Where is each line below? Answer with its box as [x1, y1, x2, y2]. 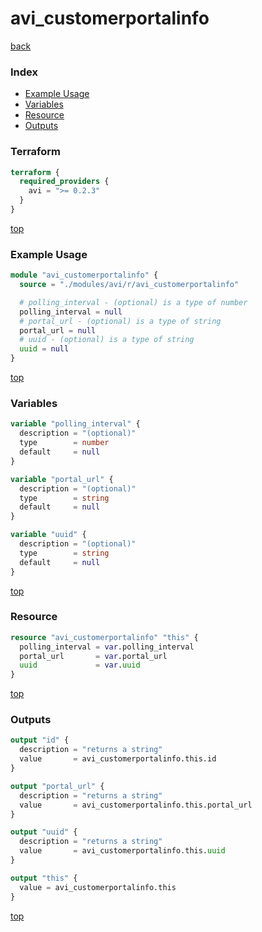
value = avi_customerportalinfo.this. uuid [19, 846, 226, 856]
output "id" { [10, 735, 70, 746]
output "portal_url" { [10, 781, 105, 791]
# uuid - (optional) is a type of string [19, 335, 195, 345]
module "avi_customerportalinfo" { [10, 270, 159, 281]
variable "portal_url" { [10, 474, 114, 484]
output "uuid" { [10, 827, 78, 837]
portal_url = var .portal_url [19, 651, 168, 661]
